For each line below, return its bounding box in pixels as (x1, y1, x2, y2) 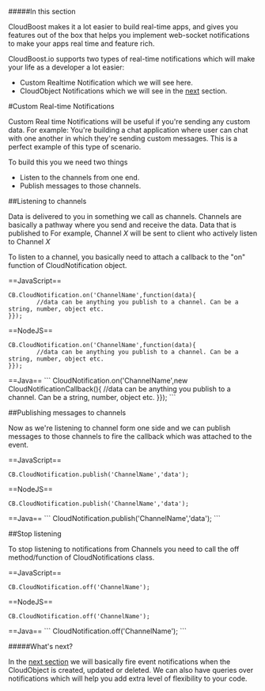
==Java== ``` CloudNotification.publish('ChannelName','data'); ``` (8, 514, 221, 523)
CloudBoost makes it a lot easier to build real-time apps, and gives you (8, 22, 239, 31)
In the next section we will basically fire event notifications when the (8, 657, 231, 666)
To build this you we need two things (8, 157, 128, 167)
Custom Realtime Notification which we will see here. (19, 78, 194, 87)
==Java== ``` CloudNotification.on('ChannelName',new (8, 376, 188, 385)
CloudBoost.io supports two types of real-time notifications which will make (8, 55, 256, 63)
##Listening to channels (8, 197, 87, 206)
